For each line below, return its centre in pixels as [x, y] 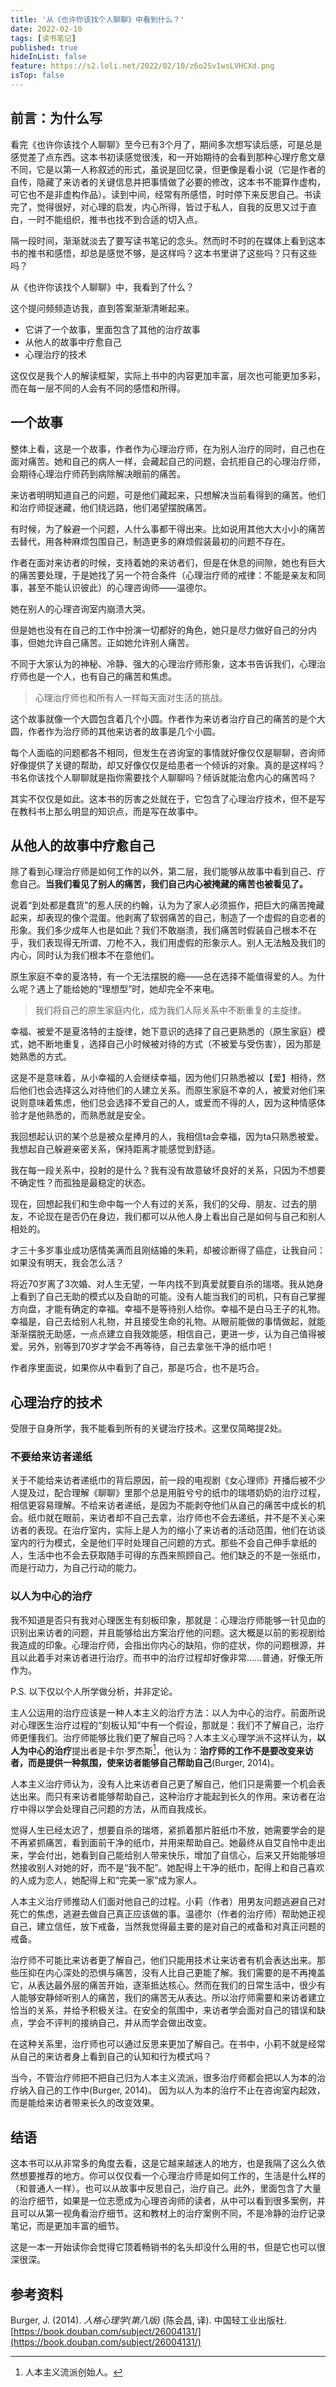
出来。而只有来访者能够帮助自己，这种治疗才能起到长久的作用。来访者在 [167, 1797]
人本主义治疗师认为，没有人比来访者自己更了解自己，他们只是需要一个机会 [163, 1784]
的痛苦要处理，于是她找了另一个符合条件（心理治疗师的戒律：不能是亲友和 [163, 575]
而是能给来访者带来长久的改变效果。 [85, 2103]
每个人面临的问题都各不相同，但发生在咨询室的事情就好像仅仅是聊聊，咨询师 [168, 752]
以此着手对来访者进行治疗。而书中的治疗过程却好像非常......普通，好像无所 [171, 1657]
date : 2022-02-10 [46, 29]
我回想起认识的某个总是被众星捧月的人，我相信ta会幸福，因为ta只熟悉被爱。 [167, 1137]
